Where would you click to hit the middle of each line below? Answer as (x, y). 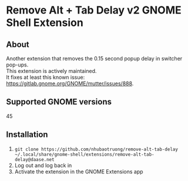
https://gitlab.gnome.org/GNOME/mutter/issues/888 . (70, 83)
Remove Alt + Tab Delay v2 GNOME (94, 10)
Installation (27, 135)
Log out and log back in (43, 165)
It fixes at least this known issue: (46, 77)
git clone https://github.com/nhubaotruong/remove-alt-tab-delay (96, 149)
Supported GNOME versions (59, 102)
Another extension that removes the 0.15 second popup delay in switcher (94, 58)
